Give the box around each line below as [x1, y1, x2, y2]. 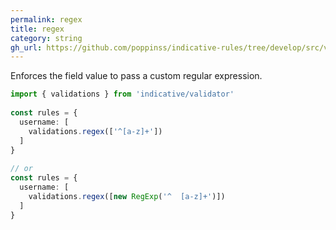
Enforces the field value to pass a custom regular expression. [10, 70, 263, 82]
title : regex [10, 24, 65, 34]
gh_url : [10, 42, 43, 53]
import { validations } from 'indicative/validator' [10, 89, 235, 100]
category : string [10, 33, 83, 43]
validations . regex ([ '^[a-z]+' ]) [28, 126, 163, 136]
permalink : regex [10, 14, 83, 25]
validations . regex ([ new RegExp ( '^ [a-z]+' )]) [28, 191, 226, 201]
